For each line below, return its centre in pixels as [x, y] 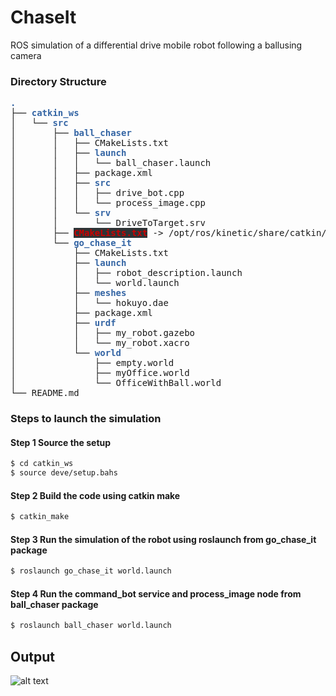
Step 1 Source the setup [61, 442]
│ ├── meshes [68, 293]
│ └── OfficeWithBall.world [116, 383]
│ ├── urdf [63, 323]
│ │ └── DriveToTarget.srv [108, 223]
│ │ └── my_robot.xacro [100, 343]
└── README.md [45, 393]
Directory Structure [58, 81]
